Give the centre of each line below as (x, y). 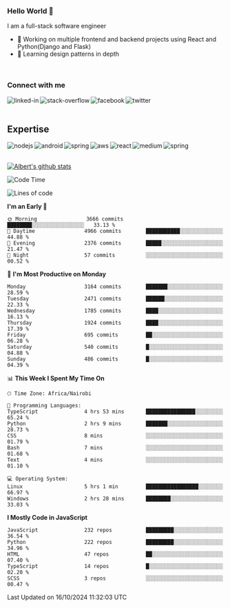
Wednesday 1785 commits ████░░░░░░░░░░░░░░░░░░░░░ (115, 311)
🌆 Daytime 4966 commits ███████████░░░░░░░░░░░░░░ (115, 231)
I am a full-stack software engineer (57, 26)
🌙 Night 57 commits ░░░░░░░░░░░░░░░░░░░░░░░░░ (115, 255)
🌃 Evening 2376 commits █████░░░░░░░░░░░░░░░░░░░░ (115, 243)
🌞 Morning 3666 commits (65, 219)
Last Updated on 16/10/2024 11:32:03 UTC (67, 597)
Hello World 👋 (30, 11)
